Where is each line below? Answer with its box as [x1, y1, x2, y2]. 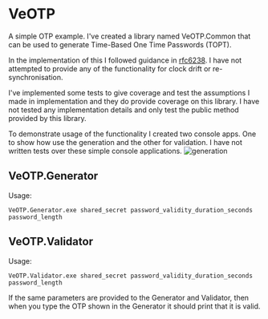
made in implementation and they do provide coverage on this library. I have [8, 96, 260, 106]
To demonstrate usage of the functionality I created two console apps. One [8, 129, 257, 139]
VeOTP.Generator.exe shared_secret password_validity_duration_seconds [8, 206, 253, 214]
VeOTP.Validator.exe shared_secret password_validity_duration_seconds [8, 272, 253, 280]
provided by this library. [8, 113, 87, 123]
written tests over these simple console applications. [8, 146, 182, 155]
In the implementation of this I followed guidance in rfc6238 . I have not [8, 55, 242, 65]
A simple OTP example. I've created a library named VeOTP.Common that [8, 31, 251, 41]
